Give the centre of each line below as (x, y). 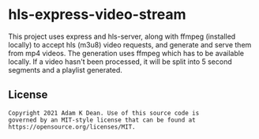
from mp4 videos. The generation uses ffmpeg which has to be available (126, 53)
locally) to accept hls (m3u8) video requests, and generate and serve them (130, 44)
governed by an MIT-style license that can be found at (102, 120)
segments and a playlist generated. (65, 69)
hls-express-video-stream (98, 15)
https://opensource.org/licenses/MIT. (72, 127)
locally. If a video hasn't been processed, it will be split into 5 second (120, 62)
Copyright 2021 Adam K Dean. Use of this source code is (104, 113)
